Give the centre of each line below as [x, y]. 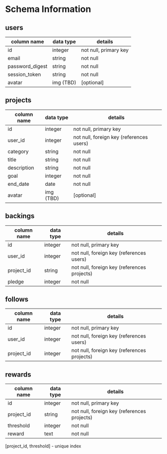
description [21, 167]
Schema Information [48, 9]
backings [20, 216]
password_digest [28, 66]
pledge [16, 282]
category [18, 151]
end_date [19, 184]
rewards [18, 374]
